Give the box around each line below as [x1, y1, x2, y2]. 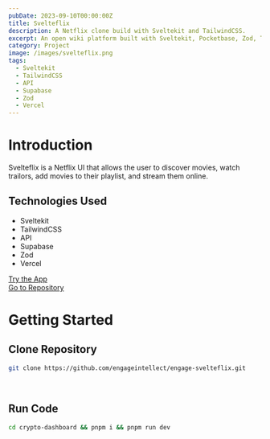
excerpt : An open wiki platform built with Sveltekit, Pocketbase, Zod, [8, 34, 257, 43]
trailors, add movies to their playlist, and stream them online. [8, 171, 209, 181]
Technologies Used [8, 195, 107, 208]
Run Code [8, 402, 59, 416]
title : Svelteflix [8, 19, 70, 27]
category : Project [8, 42, 70, 50]
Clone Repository [8, 343, 98, 356]
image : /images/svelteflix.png [8, 49, 113, 57]
